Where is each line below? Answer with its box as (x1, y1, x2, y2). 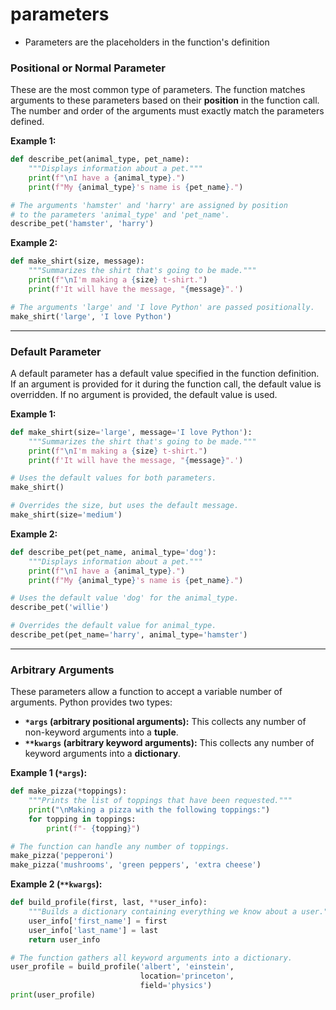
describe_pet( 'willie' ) (10, 603, 110, 613)
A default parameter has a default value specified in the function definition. (10, 367, 320, 379)
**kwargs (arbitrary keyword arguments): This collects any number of (24, 737, 315, 749)
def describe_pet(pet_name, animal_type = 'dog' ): (10, 547, 217, 557)
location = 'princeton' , (139, 971, 235, 982)
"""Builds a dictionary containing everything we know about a (28, 907, 298, 917)
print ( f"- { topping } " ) (46, 823, 141, 833)
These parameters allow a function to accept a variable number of (10, 686, 283, 698)
